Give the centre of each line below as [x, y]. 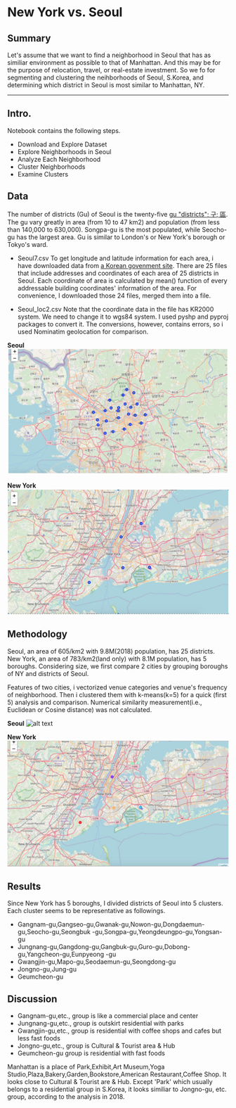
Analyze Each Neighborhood [59, 159]
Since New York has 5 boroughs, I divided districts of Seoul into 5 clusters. [115, 903]
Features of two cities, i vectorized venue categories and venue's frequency [117, 687]
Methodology [38, 634]
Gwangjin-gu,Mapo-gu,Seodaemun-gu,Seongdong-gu [97, 962]
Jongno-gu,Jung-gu [47, 969]
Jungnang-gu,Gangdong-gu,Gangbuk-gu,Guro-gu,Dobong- [104, 947]
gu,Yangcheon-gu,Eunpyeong [61, 955]
